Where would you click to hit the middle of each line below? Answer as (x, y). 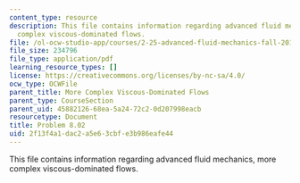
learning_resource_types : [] (63, 68)
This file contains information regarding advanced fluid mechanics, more (143, 159)
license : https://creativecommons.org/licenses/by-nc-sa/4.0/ (127, 76)
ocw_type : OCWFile (43, 84)
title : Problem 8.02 (48, 126)
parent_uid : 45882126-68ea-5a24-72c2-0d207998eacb (105, 109)
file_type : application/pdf (62, 59)
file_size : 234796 (43, 51)
